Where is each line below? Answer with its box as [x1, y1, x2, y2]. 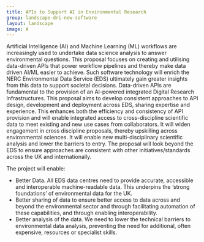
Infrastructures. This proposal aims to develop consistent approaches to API [6, 95, 198, 102]
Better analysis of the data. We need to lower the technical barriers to [15, 216, 191, 223]
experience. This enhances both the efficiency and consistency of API [6, 108, 184, 115]
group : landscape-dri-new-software [6, 15, 97, 21]
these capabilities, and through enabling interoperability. [15, 209, 158, 217]
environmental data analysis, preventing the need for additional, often [15, 222, 191, 230]
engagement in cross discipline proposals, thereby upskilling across [6, 127, 178, 134]
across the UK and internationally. [6, 153, 92, 161]
